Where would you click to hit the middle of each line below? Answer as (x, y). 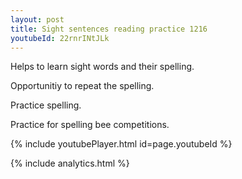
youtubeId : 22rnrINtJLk (60, 38)
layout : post (37, 19)
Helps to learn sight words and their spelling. (102, 67)
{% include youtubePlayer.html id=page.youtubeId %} (121, 144)
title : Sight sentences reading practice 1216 (109, 29)
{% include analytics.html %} (70, 163)
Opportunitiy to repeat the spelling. (82, 86)
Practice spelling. (46, 105)
